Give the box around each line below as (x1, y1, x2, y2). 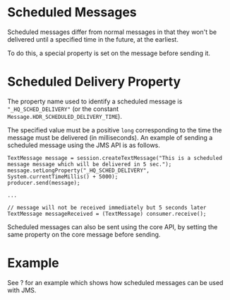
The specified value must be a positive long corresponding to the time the (7, 125, 222, 134)
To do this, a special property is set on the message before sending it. (7, 49, 210, 57)
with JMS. (7, 286, 37, 294)
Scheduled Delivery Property (7, 74, 181, 90)
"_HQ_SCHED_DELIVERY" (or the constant (7, 104, 119, 113)
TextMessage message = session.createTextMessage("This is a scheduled (7, 154, 222, 161)
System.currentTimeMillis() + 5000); (7, 173, 119, 180)
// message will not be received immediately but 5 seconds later (7, 204, 207, 211)
